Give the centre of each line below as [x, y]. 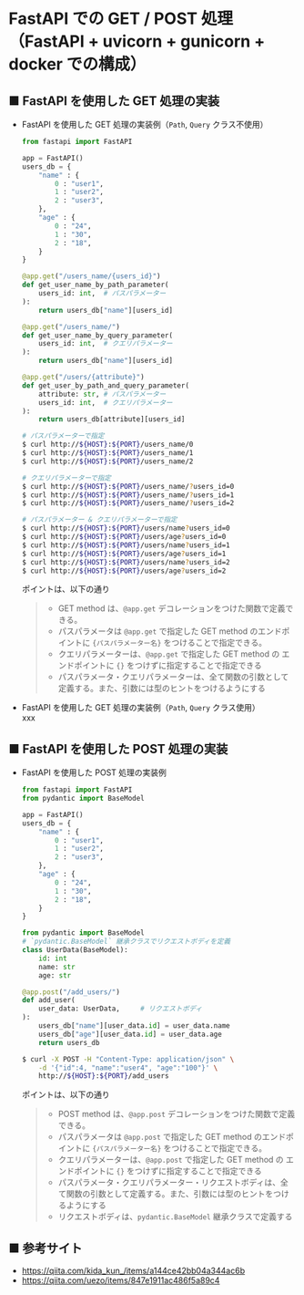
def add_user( [48, 1000]
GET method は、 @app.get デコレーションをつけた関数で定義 [172, 608]
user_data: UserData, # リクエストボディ [121, 1009]
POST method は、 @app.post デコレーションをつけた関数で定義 [177, 1114]
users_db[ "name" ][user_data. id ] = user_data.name [134, 1026]
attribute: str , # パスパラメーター [102, 394]
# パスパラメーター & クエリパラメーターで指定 [99, 520]
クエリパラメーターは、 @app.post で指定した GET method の [171, 1160]
